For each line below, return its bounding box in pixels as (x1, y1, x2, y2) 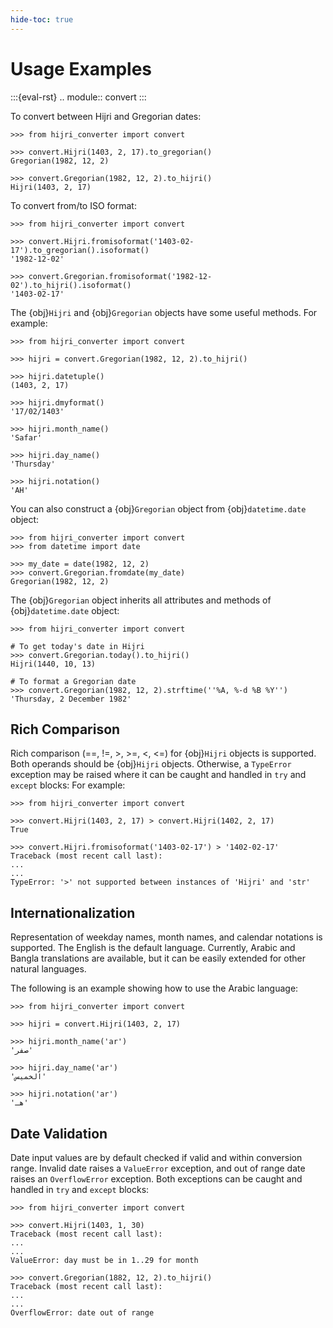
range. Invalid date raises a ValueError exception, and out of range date (10, 1162, 306, 1174)
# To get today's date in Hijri (10, 641, 145, 651)
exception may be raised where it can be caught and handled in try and (10, 769, 307, 781)
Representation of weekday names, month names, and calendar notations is (10, 931, 323, 943)
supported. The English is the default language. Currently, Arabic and (10, 942, 296, 954)
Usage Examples (10, 57, 153, 80)
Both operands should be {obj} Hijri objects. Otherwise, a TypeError (10, 758, 292, 770)
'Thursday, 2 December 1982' (10, 694, 132, 704)
